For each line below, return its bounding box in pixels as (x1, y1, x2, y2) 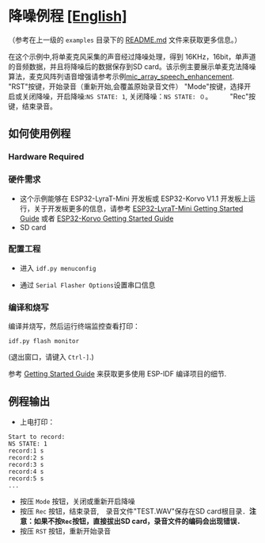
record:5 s (8, 474, 44, 483)
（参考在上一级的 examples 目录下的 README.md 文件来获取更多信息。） (8, 35, 242, 44)
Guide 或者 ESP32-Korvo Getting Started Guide (19, 214, 174, 223)
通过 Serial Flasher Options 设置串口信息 (19, 279, 156, 290)
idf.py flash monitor (8, 337, 80, 345)
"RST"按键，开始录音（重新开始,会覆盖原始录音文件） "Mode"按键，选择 (8, 81, 244, 91)
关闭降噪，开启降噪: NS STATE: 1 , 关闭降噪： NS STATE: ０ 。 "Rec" (21, 91, 249, 101)
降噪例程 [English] (8, 7, 128, 25)
